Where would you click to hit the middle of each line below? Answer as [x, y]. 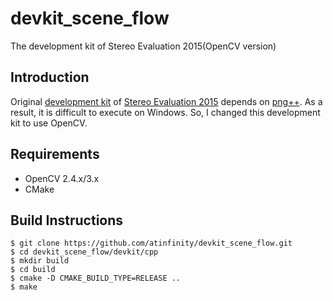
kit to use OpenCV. [49, 123]
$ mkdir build [40, 261]
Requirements [55, 154]
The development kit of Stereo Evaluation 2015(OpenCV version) [143, 46]
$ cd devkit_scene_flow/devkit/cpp [84, 252]
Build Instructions [67, 220]
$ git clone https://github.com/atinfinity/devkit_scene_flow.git [151, 243]
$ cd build [33, 270]
